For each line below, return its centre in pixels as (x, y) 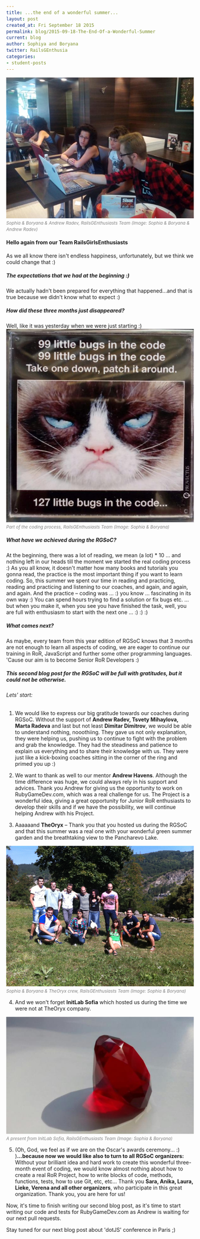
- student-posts (26, 63)
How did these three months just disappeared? (65, 310)
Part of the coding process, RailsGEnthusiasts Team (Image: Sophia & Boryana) (88, 527)
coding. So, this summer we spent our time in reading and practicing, (91, 580)
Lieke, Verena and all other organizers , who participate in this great (99, 1187)
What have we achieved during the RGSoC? (62, 540)
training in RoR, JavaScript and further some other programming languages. (99, 653)
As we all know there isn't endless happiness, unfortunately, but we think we (100, 256)
